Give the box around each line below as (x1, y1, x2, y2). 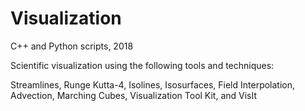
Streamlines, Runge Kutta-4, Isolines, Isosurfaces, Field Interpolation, (10, 78, 296, 91)
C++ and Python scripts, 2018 (10, 40, 134, 52)
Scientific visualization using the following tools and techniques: (10, 59, 275, 71)
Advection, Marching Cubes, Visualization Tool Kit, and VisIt (10, 89, 258, 101)
